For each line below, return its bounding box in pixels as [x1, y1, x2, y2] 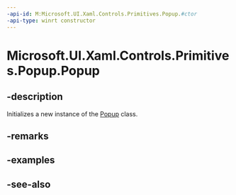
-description [6, 91, 63, 103]
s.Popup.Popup [6, 62, 101, 79]
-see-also [6, 178, 51, 190]
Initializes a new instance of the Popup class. [6, 109, 138, 118]
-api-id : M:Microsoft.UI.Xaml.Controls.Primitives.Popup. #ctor [6, 10, 198, 18]
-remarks [6, 130, 49, 142]
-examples [6, 154, 55, 167]
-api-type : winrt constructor [6, 17, 96, 24]
